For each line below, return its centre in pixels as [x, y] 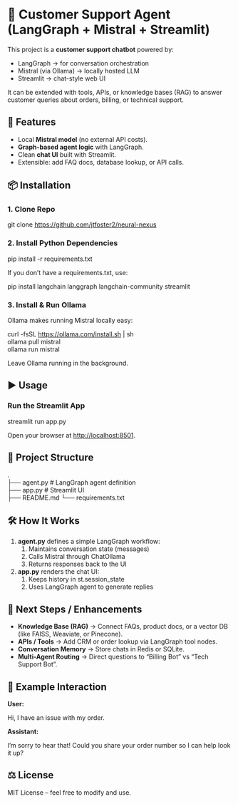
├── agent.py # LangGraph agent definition [72, 482]
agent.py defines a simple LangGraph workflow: [89, 542]
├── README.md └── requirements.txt [66, 498]
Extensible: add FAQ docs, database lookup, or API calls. [100, 162]
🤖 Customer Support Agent [89, 15]
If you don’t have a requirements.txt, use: [68, 272]
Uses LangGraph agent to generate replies [91, 587]
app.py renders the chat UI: [58, 572]
